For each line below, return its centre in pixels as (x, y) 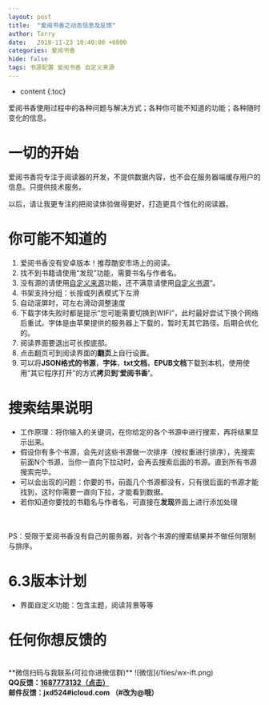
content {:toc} (43, 91)
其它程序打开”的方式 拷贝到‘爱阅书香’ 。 (94, 373)
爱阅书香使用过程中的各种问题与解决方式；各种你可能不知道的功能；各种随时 (134, 107)
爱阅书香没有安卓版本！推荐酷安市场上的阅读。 (97, 262)
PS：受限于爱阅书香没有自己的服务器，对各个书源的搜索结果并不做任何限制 (132, 535)
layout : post (30, 17)
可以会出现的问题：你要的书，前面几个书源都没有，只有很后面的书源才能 (139, 482)
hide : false (28, 59)
